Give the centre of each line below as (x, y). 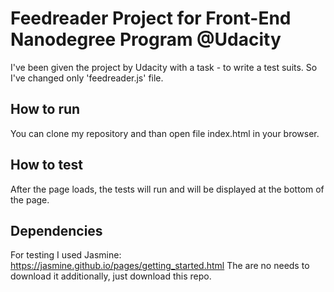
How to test (46, 165)
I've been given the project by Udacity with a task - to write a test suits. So (164, 67)
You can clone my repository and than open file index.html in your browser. (165, 133)
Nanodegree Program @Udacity (146, 39)
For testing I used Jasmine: (66, 255)
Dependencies (56, 230)
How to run (45, 109)
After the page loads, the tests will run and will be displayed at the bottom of (167, 189)
